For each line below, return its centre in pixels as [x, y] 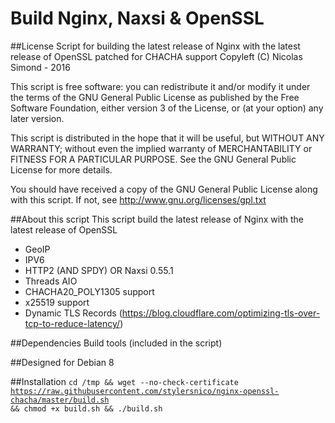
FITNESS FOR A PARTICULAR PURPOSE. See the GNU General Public [153, 159]
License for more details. [61, 169]
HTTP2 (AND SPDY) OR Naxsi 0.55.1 [99, 270]
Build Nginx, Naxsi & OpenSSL [137, 18]
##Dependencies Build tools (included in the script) [116, 343]
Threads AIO [51, 281]
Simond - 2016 [40, 67]
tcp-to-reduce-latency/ [72, 323]
